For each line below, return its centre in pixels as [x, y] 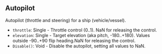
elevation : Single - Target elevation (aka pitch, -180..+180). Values [81, 35]
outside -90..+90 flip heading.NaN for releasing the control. [74, 40]
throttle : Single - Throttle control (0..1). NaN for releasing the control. [85, 30]
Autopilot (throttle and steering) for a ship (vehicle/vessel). [66, 20]
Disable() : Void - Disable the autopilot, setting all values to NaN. [79, 46]
